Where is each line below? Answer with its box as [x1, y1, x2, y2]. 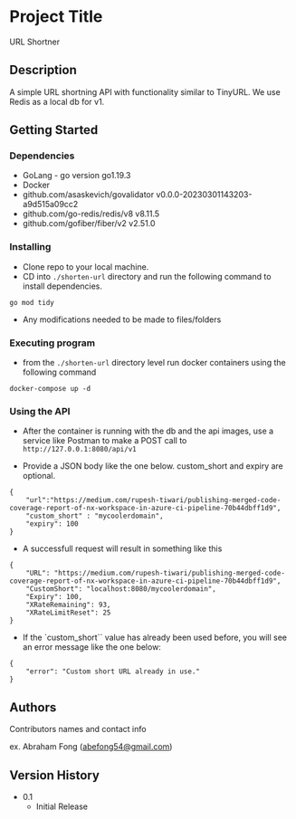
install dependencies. [22, 281, 102, 291]
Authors [9, 700, 57, 715]
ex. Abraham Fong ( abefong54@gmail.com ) [9, 741, 173, 752]
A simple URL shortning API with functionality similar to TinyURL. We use [9, 86, 281, 97]
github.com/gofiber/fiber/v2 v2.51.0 [22, 218, 156, 229]
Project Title [9, 6, 103, 27]
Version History [9, 767, 100, 783]
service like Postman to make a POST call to [22, 435, 187, 446]
